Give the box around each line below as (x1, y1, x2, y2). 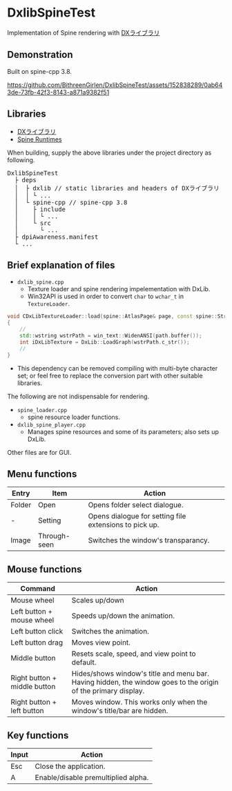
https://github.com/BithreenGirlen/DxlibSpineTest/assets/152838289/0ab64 (7, 81, 223, 89)
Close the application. (35, 761, 106, 771)
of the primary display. (71, 686, 145, 696)
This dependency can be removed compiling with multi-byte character (17, 364, 218, 372)
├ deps (14, 176, 37, 184)
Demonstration (7, 49, 74, 61)
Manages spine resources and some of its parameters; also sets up (27, 427, 219, 436)
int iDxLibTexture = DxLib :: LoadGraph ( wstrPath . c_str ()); (19, 338, 190, 346)
